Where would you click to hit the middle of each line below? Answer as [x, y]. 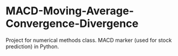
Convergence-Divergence [72, 24]
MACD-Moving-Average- [70, 11]
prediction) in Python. [32, 46]
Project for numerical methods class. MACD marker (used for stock [89, 40]
